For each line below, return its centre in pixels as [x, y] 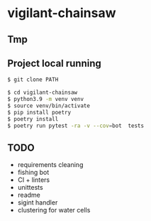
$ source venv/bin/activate [49, 106]
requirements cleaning [50, 165]
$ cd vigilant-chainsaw [43, 93]
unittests [30, 188]
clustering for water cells [54, 210]
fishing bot [33, 173]
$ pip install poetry [39, 112]
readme [29, 195]
